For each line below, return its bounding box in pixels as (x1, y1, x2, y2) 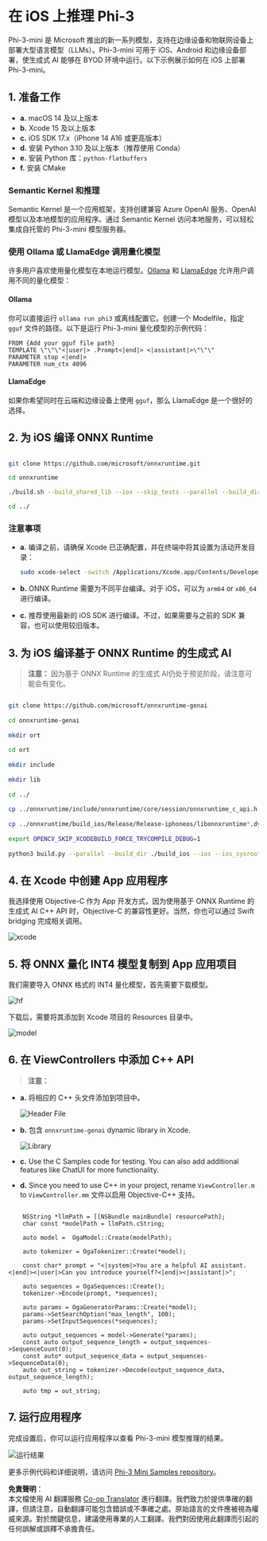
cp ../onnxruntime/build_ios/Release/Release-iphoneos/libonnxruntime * (8, 820, 250, 828)
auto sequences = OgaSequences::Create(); (22, 1282, 165, 1290)
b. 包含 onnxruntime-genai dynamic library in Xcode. (19, 1124, 191, 1135)
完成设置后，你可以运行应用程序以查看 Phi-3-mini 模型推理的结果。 (8, 1433, 228, 1442)
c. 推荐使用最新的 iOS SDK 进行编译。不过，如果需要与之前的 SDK (19, 611, 237, 620)
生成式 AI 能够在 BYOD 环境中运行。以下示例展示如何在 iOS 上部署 (29, 55, 246, 65)
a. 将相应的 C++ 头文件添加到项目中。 (19, 1093, 145, 1102)
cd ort (8, 746, 30, 754)
